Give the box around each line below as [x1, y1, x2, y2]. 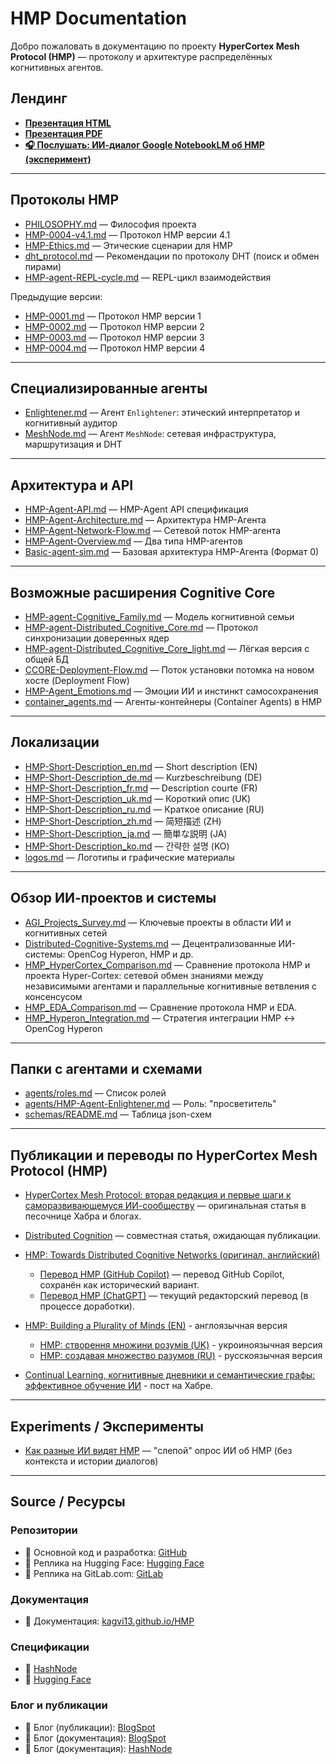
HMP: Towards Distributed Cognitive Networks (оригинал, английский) [24, 1249, 321, 1261]
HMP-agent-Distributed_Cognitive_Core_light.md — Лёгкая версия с [24, 643, 310, 654]
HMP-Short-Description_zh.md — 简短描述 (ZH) [24, 815, 222, 827]
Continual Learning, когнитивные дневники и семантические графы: [24, 1369, 316, 1381]
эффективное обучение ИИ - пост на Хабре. [24, 1380, 214, 1392]
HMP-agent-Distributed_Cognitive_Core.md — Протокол [24, 622, 259, 633]
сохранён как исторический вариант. [39, 1279, 200, 1291]
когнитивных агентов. [10, 61, 104, 73]
